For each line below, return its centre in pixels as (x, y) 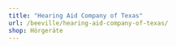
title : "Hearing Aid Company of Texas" (76, 16)
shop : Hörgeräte (36, 30)
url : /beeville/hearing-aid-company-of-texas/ (88, 23)
